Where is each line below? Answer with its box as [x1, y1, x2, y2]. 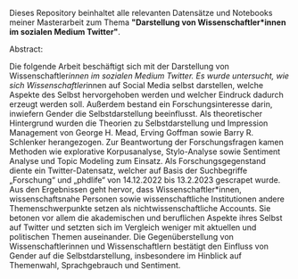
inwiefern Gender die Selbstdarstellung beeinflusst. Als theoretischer [9, 109, 263, 119]
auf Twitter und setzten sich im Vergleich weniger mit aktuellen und [9, 222, 257, 233]
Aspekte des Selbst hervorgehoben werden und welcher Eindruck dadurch [9, 89, 284, 100]
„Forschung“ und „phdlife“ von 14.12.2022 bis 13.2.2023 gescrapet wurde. [9, 175, 281, 185]
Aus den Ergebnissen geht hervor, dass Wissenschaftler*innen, [9, 185, 243, 194]
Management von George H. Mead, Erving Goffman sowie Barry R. [9, 127, 254, 137]
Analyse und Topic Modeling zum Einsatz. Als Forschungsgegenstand [9, 156, 266, 166]
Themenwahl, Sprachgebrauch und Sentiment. [9, 260, 181, 270]
